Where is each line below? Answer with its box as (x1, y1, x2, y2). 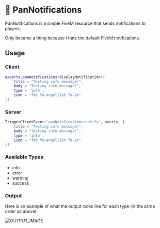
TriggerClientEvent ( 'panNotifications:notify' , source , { (5, 120, 125, 125)
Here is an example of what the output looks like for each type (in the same (5, 203, 155, 209)
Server (5, 109, 22, 115)
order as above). (5, 209, 38, 214)
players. (5, 25, 21, 31)
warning (12, 175, 29, 181)
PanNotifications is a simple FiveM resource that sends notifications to (5, 20, 146, 26)
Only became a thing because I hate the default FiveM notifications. (5, 35, 141, 41)
